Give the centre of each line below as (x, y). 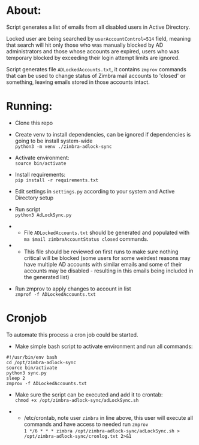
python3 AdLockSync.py (43, 215)
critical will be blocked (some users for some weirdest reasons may (107, 258)
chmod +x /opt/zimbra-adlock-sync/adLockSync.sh (77, 400)
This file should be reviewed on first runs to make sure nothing (101, 252)
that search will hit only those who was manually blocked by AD (85, 45)
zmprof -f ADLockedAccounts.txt (55, 294)
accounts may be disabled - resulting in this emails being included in (108, 271)
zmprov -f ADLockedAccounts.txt (46, 383)
